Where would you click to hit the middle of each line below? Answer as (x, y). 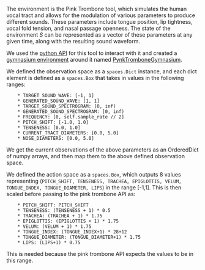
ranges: (16, 84)
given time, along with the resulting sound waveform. (73, 41)
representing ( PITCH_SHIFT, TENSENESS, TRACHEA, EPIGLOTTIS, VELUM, (94, 181)
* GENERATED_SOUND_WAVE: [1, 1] (58, 101)
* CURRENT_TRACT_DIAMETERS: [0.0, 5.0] (68, 133)
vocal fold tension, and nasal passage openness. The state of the (88, 28)
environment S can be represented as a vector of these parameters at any (99, 35)
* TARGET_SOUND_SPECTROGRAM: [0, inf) (67, 106)
